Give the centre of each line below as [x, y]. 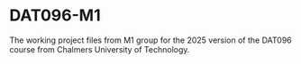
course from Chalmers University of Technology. [100, 49]
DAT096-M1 [55, 16]
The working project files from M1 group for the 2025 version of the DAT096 [151, 40]
